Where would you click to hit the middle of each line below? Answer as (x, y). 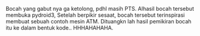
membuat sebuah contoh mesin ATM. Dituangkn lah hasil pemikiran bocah (99, 21)
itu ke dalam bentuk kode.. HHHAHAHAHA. (60, 28)
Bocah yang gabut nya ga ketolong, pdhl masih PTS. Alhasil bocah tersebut (100, 9)
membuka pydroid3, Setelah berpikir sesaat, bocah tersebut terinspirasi (95, 15)
